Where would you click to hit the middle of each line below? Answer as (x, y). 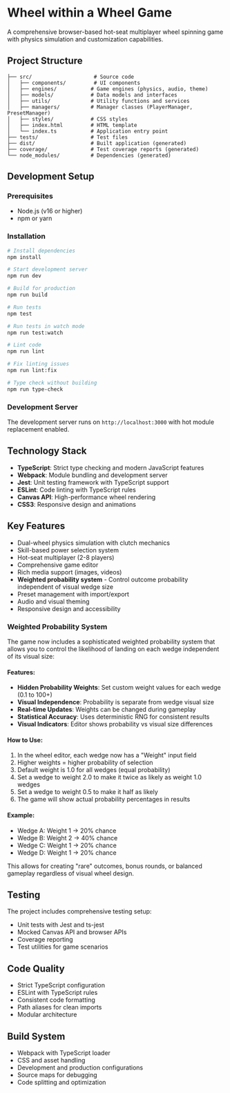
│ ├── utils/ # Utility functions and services (98, 101)
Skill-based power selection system (68, 550)
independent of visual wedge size (65, 587)
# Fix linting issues (38, 364)
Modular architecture (47, 1015)
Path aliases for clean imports (59, 1007)
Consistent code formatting (56, 1000)
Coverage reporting (45, 940)
